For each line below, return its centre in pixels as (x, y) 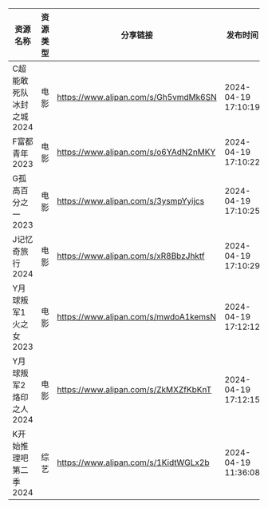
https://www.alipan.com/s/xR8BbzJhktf (131, 256)
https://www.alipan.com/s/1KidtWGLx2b (133, 462)
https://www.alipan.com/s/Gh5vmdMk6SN (137, 97)
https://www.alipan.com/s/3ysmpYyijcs (131, 201)
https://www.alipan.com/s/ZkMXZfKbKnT (134, 389)
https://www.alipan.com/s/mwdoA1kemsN (137, 317)
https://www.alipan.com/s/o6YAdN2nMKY (136, 152)
